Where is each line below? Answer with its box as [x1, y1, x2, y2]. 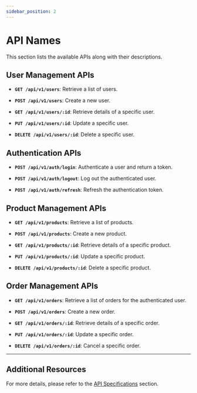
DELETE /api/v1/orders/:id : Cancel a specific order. [14, 342, 141, 349]
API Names [6, 33, 62, 47]
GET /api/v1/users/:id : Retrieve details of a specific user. [14, 108, 155, 115]
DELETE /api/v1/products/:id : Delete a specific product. [14, 264, 151, 271]
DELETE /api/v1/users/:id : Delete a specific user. [14, 131, 135, 138]
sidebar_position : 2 [6, 8, 57, 15]
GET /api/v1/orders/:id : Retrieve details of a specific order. [14, 319, 160, 326]
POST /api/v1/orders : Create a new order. [14, 308, 116, 315]
